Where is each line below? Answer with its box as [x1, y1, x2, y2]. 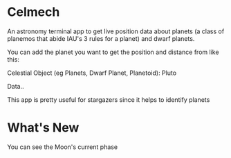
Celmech [7, 4, 60, 20]
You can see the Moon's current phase [7, 143, 118, 151]
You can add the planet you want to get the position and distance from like [7, 48, 219, 56]
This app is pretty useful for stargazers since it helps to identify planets [7, 95, 210, 104]
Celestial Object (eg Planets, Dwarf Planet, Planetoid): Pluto [7, 69, 177, 77]
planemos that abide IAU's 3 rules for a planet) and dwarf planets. [7, 34, 195, 42]
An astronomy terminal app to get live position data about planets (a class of [7, 27, 225, 35]
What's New [7, 120, 80, 136]
